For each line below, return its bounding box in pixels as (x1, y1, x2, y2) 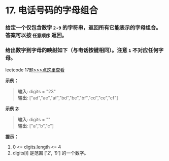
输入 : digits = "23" (17, 89, 56, 95)
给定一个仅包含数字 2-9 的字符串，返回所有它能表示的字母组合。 (5, 24, 161, 31)
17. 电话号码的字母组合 (5, 5, 98, 16)
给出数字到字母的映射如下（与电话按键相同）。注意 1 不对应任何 (5, 47, 159, 54)
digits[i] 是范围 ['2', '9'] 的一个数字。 (12, 150, 89, 156)
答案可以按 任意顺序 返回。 (5, 32, 67, 39)
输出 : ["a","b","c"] (17, 123, 54, 129)
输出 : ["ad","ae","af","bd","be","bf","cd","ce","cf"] (17, 95, 118, 101)
